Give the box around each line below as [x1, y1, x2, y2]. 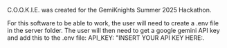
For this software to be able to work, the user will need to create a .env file [7, 19, 219, 27]
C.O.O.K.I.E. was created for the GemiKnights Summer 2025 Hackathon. [7, 6, 212, 14]
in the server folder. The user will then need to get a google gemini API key [7, 27, 220, 34]
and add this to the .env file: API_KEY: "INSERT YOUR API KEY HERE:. [7, 34, 205, 42]
